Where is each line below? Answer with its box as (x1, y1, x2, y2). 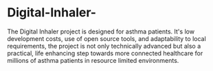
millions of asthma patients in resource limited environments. (7, 56, 179, 64)
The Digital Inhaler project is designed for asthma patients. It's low (7, 27, 194, 35)
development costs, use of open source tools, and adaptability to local (7, 34, 206, 42)
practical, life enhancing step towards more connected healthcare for (7, 49, 203, 57)
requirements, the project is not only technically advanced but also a (7, 42, 201, 50)
